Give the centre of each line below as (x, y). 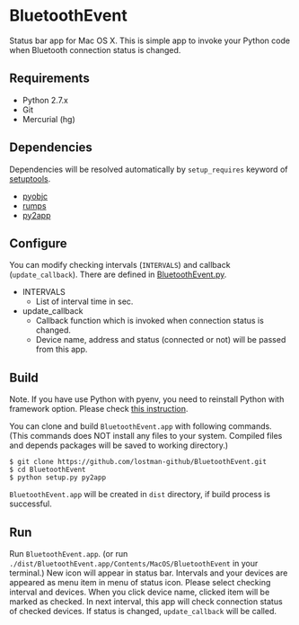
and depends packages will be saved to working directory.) (119, 445)
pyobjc (35, 196)
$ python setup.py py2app (57, 478)
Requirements (49, 79)
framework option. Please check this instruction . (99, 409)
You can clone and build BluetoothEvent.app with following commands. (141, 426)
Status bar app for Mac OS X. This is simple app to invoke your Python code (149, 40)
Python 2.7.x (45, 100)
